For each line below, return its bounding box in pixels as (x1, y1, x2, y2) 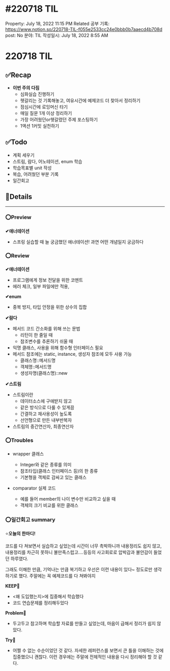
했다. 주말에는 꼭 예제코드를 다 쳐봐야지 (18, 572, 96, 578)
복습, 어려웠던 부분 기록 (12, 171, 59, 177)
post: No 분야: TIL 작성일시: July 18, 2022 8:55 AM (5, 32, 109, 38)
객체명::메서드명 (20, 364, 52, 370)
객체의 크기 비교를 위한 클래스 (20, 502, 78, 508)
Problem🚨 (5, 609, 26, 616)
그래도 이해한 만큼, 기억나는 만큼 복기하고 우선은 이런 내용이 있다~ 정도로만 (5, 566, 153, 572)
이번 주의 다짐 (12, 84, 39, 90)
